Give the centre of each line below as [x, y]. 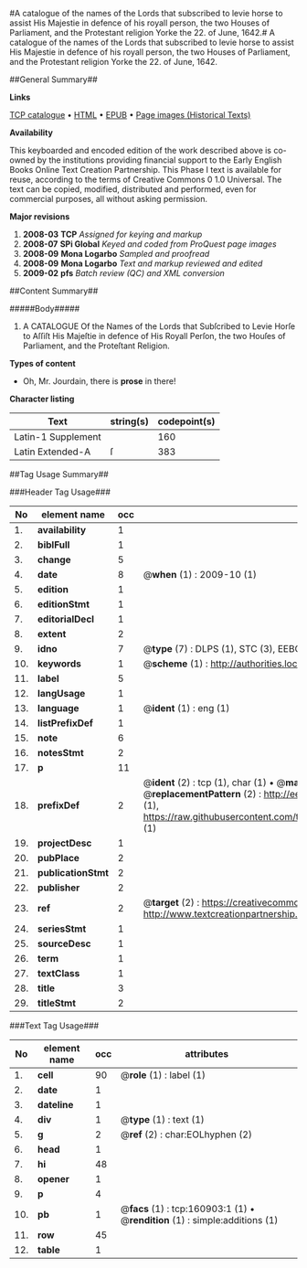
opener [54, 1179]
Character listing [42, 399]
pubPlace [59, 858]
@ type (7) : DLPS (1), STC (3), [209, 649]
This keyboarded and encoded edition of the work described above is [141, 150]
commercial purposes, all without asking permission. [109, 199]
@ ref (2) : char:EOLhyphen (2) [186, 1135]
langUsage [62, 693]
